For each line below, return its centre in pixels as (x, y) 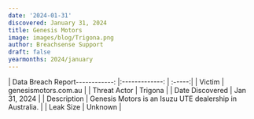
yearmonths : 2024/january (50, 60)
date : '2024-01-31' (40, 15)
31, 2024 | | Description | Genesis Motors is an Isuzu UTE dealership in (123, 99)
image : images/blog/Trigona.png (61, 37)
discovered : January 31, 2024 (58, 23)
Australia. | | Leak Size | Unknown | (65, 106)
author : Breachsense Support (56, 45)
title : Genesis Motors (45, 30)
